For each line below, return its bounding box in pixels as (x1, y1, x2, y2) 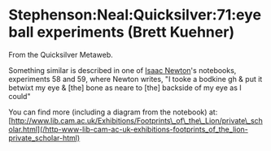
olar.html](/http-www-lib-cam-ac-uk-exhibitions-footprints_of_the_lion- (8, 124, 248, 134)
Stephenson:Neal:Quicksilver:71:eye (8, 6, 262, 24)
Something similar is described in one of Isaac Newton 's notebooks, (8, 65, 237, 75)
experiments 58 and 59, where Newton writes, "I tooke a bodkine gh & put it (8, 74, 263, 84)
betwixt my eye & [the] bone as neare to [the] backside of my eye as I (8, 83, 242, 93)
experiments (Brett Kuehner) (36, 23, 234, 41)
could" (8, 91, 31, 101)
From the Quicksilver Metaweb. (8, 50, 113, 59)
